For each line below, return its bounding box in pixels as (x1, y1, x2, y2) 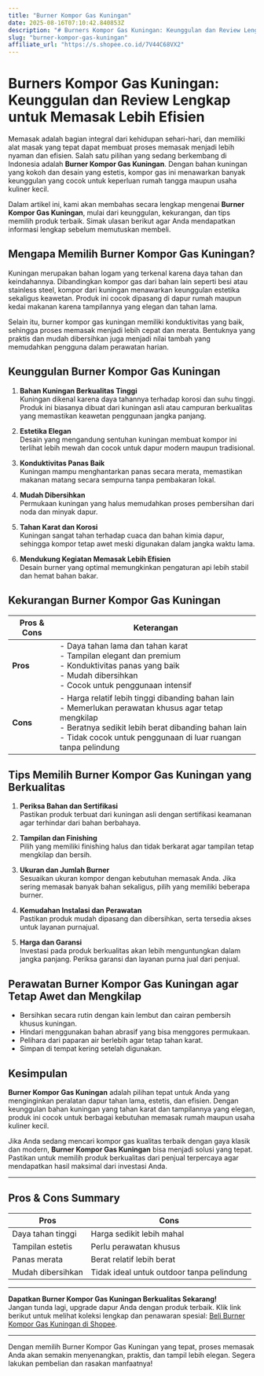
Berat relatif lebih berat (90, 1253, 175, 1264)
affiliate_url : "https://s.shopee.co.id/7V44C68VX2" (8, 41, 185, 49)
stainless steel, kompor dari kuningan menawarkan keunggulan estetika (8, 285, 240, 294)
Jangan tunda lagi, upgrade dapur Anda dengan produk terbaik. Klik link (8, 1302, 241, 1311)
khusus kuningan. (19, 1019, 77, 1028)
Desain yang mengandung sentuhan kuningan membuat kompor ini (19, 435, 237, 444)
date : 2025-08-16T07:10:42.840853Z (8, 19, 125, 27)
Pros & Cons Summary (8, 1192, 120, 1205)
